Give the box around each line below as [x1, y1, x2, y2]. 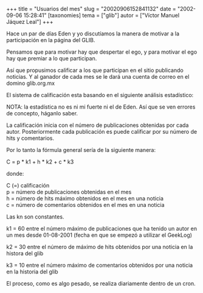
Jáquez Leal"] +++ [6, 18, 53, 25]
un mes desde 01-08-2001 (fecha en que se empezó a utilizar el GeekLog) [6, 231, 193, 239]
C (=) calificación [6, 182, 50, 189]
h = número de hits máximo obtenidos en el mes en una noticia [6, 195, 164, 202]
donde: [6, 170, 24, 177]
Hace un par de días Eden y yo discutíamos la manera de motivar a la [6, 30, 180, 37]
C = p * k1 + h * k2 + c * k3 [6, 158, 74, 165]
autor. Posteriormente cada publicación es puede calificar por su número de [6, 128, 198, 135]
